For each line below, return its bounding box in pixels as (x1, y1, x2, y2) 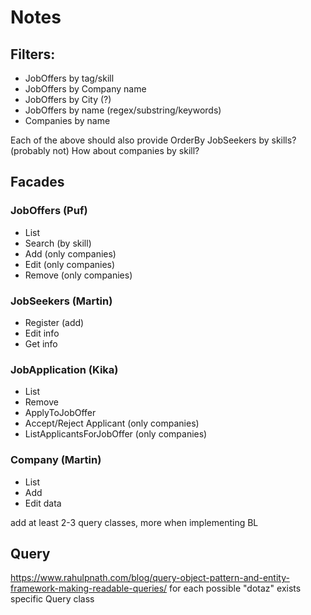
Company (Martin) (10, 453, 102, 467)
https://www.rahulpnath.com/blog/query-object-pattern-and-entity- (10, 572, 290, 584)
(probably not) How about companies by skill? (10, 145, 200, 156)
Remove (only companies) (24, 269, 133, 281)
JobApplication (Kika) (10, 362, 119, 376)
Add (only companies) (24, 247, 117, 260)
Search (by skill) (24, 237, 92, 249)
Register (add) (24, 316, 85, 328)
